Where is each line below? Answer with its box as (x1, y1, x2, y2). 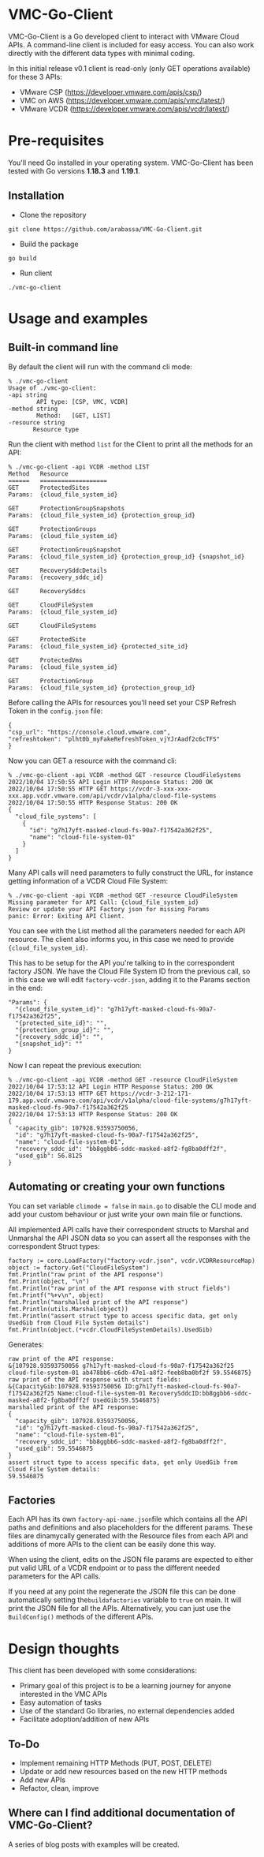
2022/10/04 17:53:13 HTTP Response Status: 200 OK (8, 1110, 178, 1118)
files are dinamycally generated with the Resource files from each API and (8, 1531, 248, 1541)
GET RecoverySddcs (8, 587, 87, 595)
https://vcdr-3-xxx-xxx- (110, 785, 192, 793)
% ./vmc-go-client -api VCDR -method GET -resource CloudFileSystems (8, 771, 242, 779)
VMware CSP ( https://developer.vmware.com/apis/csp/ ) (19, 87, 203, 96)
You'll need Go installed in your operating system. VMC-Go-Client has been (8, 158, 254, 167)
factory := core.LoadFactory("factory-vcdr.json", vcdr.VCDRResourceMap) (8, 1257, 256, 1265)
